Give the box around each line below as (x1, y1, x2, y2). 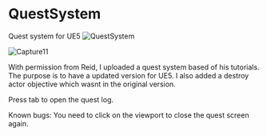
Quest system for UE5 (8, 31, 82, 41)
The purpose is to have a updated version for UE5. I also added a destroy (8, 70, 249, 80)
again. (8, 118, 30, 128)
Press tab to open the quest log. (8, 94, 114, 104)
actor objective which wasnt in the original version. (8, 79, 176, 89)
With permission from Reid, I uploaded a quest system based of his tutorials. (8, 62, 260, 72)
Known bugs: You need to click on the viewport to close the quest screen (8, 110, 249, 120)
